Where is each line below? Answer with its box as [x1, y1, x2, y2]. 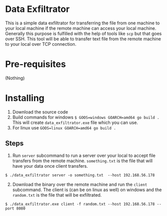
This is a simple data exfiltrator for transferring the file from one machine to [5, 20, 160, 26]
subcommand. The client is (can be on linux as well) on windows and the [12, 187, 162, 193]
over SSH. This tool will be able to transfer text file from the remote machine [5, 36, 161, 42]
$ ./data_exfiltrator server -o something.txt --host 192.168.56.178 [5, 173, 155, 178]
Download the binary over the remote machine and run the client [12, 181, 148, 187]
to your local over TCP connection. [5, 41, 76, 47]
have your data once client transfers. [12, 163, 88, 169]
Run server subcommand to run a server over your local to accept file [12, 152, 156, 158]
